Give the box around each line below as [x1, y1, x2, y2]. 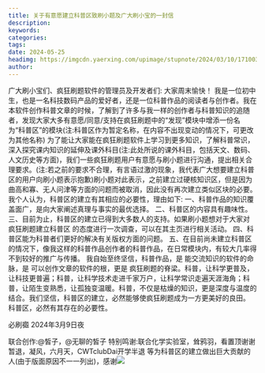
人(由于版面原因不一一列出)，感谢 [8, 356, 118, 366]
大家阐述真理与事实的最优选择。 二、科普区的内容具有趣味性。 [49, 204, 252, 213]
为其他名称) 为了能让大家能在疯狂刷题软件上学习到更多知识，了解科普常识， [8, 135, 255, 145]
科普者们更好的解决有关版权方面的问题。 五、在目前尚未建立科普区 [35, 234, 252, 243]
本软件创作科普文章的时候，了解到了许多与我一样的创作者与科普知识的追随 [8, 105, 250, 115]
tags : [8, 41, 26, 49]
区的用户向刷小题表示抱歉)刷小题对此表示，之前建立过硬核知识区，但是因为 [8, 175, 253, 184]
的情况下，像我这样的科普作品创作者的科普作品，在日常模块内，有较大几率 [8, 243, 250, 253]
